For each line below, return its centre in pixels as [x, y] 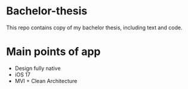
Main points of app [53, 52]
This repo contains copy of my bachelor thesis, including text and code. [94, 27]
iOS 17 [23, 74]
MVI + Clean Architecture [46, 81]
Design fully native [38, 68]
